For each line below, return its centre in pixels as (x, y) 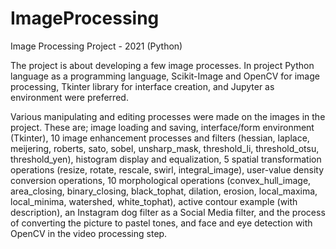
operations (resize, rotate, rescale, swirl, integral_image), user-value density (167, 169)
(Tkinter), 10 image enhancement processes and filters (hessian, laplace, (160, 138)
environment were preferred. (69, 97)
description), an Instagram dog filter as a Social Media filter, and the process (168, 212)
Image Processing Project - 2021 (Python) (96, 46)
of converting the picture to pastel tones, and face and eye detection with (161, 223)
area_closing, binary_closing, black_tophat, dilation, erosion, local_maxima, (164, 191)
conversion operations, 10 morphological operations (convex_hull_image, (161, 180)
